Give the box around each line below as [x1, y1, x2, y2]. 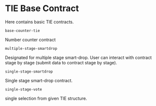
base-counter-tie [5, 28, 40, 33]
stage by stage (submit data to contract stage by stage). [5, 60, 117, 65]
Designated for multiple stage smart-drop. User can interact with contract [5, 54, 152, 61]
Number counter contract [5, 37, 56, 43]
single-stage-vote [5, 87, 42, 92]
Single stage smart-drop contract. [5, 77, 73, 83]
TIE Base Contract [5, 3, 79, 14]
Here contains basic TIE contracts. [5, 19, 74, 25]
